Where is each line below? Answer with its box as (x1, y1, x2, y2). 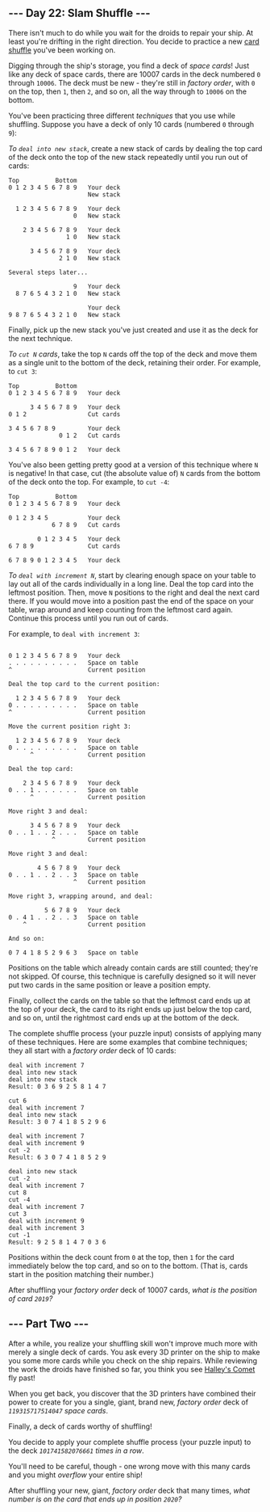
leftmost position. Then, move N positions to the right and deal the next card (8, 588, 260, 597)
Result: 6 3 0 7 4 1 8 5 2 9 (8, 1153, 106, 1161)
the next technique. (8, 333, 73, 343)
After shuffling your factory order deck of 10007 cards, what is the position (8, 1285, 258, 1295)
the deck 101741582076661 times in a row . (8, 1446, 145, 1455)
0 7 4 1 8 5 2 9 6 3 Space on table (8, 949, 139, 957)
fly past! (8, 1373, 36, 1383)
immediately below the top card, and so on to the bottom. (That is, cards (8, 1261, 248, 1270)
